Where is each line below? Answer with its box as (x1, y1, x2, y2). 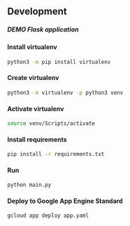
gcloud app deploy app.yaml (7, 212, 89, 220)
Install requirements (7, 135, 68, 143)
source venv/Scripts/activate (7, 120, 96, 127)
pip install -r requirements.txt (7, 151, 105, 158)
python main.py (7, 182, 52, 189)
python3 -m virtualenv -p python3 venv (7, 89, 124, 97)
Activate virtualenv (7, 105, 64, 113)
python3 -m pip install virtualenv (7, 58, 111, 65)
